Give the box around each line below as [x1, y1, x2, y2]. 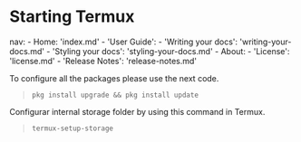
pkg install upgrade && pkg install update [31, 90, 199, 99]
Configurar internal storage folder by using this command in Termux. [9, 106, 266, 117]
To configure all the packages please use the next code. [9, 72, 219, 83]
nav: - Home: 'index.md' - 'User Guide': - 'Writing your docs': [9, 36, 238, 47]
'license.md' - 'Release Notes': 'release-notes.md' [9, 55, 198, 66]
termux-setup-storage [31, 124, 113, 133]
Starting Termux [9, 6, 135, 27]
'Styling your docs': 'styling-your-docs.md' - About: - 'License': [52, 45, 290, 56]
